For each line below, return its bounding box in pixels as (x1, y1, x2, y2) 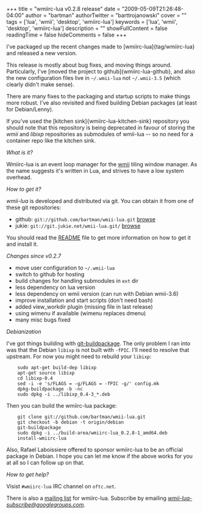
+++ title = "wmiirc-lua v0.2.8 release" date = (6, 6, 121, 12)
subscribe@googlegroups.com (6, 501, 84, 508)
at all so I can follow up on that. (6, 459, 85, 466)
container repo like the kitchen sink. (6, 137, 96, 144)
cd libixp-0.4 (17, 375, 53, 381)
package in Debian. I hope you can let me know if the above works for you (6, 452, 193, 460)
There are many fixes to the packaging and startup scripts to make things (6, 93, 191, 100)
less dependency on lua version (15, 284, 96, 291)
